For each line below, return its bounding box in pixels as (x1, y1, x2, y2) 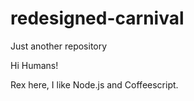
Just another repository (10, 40, 108, 52)
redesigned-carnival (10, 7, 185, 30)
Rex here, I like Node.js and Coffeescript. (10, 78, 179, 91)
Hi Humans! (10, 59, 59, 71)
